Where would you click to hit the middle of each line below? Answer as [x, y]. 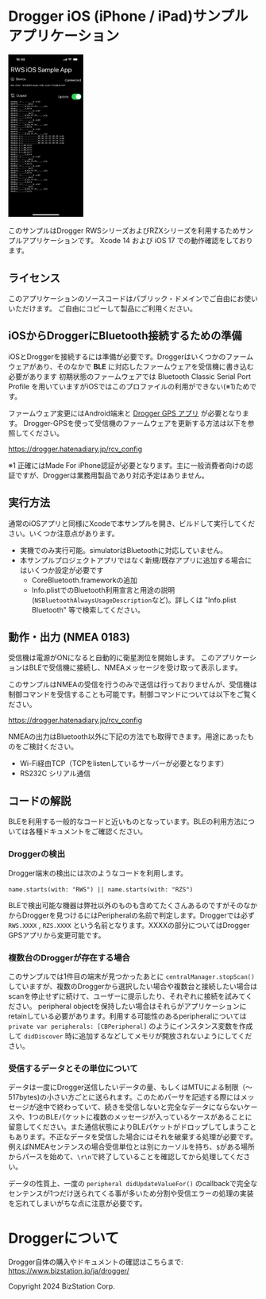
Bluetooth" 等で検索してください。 [88, 609]
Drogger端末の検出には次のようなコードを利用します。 [98, 873]
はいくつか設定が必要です [62, 570]
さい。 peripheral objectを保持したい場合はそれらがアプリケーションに [131, 1006]
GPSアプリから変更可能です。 [57, 935]
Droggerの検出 [37, 854]
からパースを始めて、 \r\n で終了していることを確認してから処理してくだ [126, 1157]
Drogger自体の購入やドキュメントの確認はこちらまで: [96, 1262]
